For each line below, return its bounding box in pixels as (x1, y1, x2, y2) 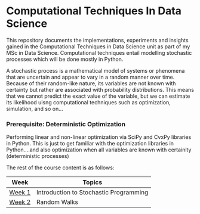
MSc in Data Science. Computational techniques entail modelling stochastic (6, 49, 192, 56)
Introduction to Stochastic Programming (36, 188, 149, 197)
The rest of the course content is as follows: (6, 164, 115, 171)
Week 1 (9, 188, 31, 197)
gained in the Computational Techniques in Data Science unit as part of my (6, 43, 190, 50)
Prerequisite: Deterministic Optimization (6, 120, 126, 128)
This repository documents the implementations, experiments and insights (6, 36, 189, 44)
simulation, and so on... (6, 105, 64, 112)
